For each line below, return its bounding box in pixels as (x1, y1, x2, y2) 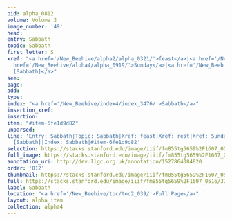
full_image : (7, 152, 41, 159)
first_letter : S (7, 49, 54, 56)
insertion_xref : (7, 107, 54, 114)
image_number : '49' (7, 23, 64, 30)
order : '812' (7, 164, 45, 172)
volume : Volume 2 (7, 17, 57, 24)
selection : (7, 145, 39, 152)
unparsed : (7, 126, 36, 133)
